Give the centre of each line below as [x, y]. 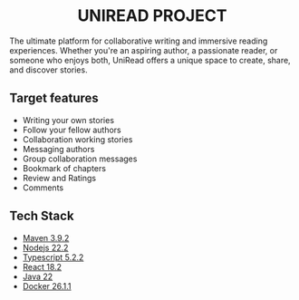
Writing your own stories [68, 120]
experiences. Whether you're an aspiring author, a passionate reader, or [144, 50]
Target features [54, 98]
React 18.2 [42, 266]
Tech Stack [42, 216]
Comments [43, 188]
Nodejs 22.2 [45, 247]
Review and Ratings [59, 178]
